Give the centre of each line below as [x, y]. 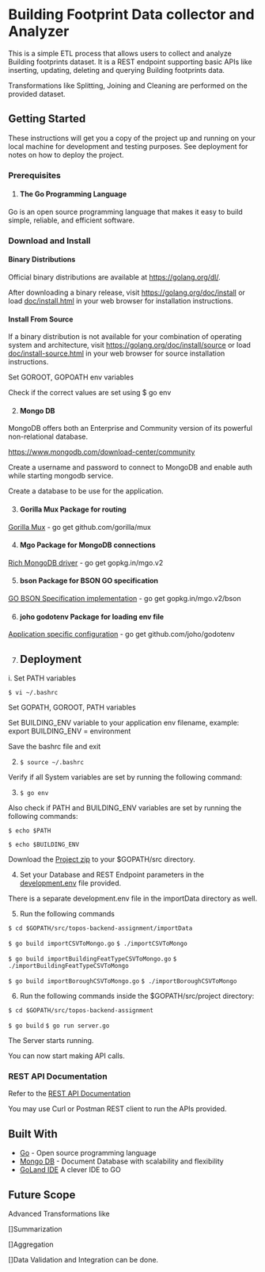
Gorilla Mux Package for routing [73, 509]
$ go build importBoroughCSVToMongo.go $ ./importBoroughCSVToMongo [123, 981]
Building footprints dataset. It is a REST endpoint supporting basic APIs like [130, 62]
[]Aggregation [31, 1244]
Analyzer [39, 31]
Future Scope [42, 1195]
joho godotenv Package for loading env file [92, 616]
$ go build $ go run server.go [59, 1026]
